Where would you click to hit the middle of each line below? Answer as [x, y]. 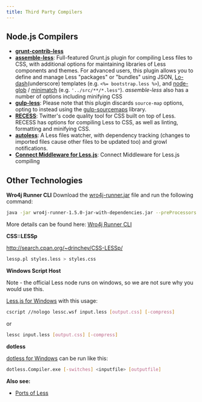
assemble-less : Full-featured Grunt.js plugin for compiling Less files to [104, 58]
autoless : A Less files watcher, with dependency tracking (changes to [103, 135]
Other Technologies [45, 180]
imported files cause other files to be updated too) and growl [91, 142]
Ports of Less [32, 393]
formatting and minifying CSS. [53, 129]
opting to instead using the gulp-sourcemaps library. [81, 110]
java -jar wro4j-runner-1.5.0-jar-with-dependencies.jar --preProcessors [102, 213]
